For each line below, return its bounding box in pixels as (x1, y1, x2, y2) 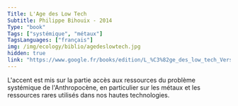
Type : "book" (7, 23, 46, 30)
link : (7, 57, 23, 64)
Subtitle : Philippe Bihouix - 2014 (7, 17, 113, 24)
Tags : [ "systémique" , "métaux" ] (7, 30, 103, 37)
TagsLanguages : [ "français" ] (7, 37, 93, 44)
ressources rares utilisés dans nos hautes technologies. (7, 90, 170, 99)
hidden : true (7, 50, 46, 57)
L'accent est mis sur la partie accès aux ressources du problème (7, 76, 196, 84)
